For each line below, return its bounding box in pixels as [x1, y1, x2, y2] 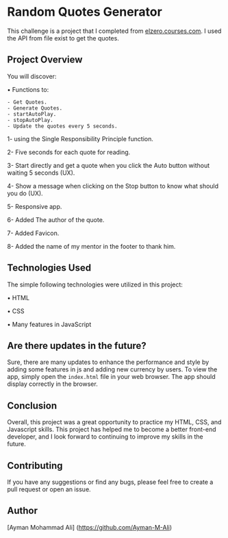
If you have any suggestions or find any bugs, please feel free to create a [7, 478, 214, 486]
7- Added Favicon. [7, 229, 60, 237]
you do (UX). [7, 189, 43, 197]
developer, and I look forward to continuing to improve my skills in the [7, 432, 203, 441]
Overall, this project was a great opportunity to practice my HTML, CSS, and [7, 418, 222, 426]
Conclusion [7, 400, 58, 411]
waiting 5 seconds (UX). [7, 169, 75, 177]
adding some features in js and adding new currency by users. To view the [7, 365, 218, 374]
